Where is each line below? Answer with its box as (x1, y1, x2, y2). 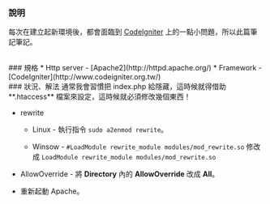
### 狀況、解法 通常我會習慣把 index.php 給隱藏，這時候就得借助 (8, 82, 227, 91)
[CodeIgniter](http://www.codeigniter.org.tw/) (8, 72, 161, 82)
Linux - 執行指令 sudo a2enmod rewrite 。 (32, 125, 169, 134)
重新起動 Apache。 (19, 186, 84, 196)
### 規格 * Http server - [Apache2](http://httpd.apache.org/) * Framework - (8, 63, 262, 73)
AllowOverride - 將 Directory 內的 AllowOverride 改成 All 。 (19, 169, 220, 179)
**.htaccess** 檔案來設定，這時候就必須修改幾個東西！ (8, 91, 191, 102)
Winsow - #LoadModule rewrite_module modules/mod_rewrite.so (32, 142, 245, 151)
